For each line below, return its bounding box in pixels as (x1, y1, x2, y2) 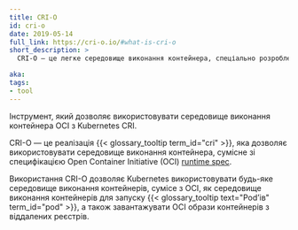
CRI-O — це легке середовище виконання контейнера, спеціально (17, 54, 255, 63)
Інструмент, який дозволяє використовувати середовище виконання (9, 111, 271, 121)
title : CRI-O (9, 12, 58, 22)
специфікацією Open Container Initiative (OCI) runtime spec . (9, 156, 232, 166)
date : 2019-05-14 (9, 29, 74, 38)
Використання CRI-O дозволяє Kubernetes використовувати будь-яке (9, 173, 273, 184)
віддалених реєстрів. (9, 211, 90, 221)
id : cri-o (9, 21, 46, 30)
